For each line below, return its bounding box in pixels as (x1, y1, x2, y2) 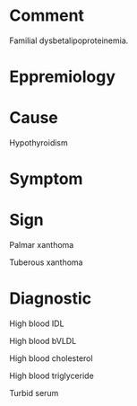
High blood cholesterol (9, 353, 93, 364)
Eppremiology (9, 66, 116, 87)
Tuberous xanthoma (9, 257, 83, 268)
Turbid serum (9, 388, 59, 399)
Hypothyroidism (9, 137, 69, 148)
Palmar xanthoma (9, 240, 74, 251)
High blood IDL (9, 318, 64, 329)
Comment (9, 5, 85, 26)
